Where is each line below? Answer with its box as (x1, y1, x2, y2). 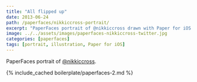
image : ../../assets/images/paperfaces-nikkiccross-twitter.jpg (6, 31, 168, 37)
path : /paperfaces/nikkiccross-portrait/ (6, 19, 110, 25)
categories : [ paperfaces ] (6, 36, 70, 42)
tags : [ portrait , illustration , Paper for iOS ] (6, 42, 126, 48)
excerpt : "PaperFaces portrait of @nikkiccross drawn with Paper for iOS (6, 25, 192, 31)
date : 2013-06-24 (6, 14, 49, 20)
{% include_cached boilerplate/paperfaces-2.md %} (6, 69, 134, 76)
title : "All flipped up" (6, 8, 67, 15)
